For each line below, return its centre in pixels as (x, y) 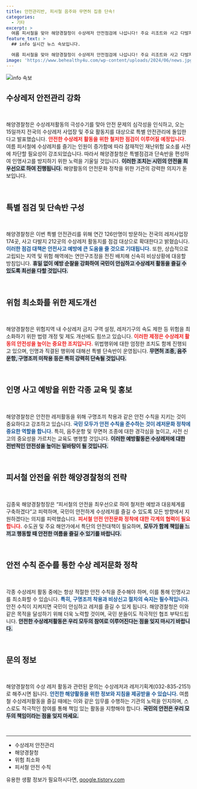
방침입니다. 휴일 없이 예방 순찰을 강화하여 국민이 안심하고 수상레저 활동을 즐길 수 (96, 263)
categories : (21, 17)
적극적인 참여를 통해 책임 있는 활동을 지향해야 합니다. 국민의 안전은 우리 (103, 709)
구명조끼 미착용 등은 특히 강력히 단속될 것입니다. (73, 358)
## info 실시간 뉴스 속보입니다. (46, 45)
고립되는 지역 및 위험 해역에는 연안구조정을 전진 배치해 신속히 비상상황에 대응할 (96, 256)
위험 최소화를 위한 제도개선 (51, 302)
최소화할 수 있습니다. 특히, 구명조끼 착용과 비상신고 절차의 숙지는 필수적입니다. (101, 599)
